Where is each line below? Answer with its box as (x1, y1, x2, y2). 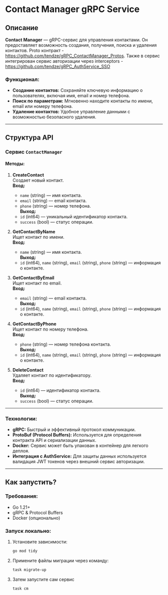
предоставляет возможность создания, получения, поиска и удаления (5, 42, 157, 48)
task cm (12, 586, 28, 591)
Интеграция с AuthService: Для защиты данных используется (12, 453, 146, 460)
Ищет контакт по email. (12, 280, 62, 286)
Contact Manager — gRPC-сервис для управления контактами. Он (5, 37, 148, 43)
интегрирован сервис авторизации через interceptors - (5, 58, 123, 64)
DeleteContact (12, 367, 44, 373)
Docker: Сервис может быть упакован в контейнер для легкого (12, 442, 148, 449)
